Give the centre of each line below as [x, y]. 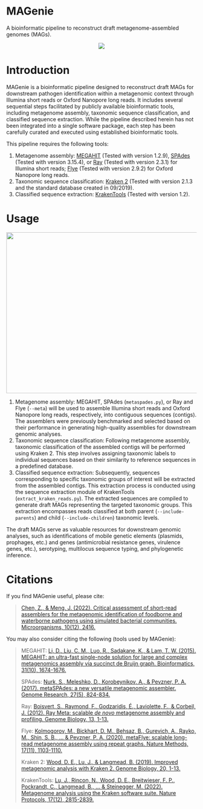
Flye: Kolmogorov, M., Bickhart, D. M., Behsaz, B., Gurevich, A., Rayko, [108, 731]
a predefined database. [44, 466]
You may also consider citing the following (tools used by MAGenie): [91, 639]
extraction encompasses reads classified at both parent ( [86, 511]
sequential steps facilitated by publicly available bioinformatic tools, [90, 106]
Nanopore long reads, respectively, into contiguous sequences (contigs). [106, 414]
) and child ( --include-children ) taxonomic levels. [97, 518]
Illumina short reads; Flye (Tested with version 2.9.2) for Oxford [94, 168]
